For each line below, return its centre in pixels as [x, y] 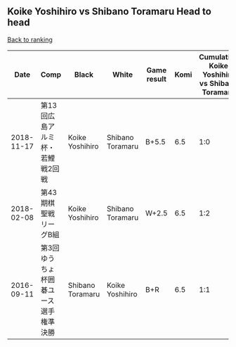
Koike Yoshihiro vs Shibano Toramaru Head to [110, 12]
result [157, 79]
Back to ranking [30, 39]
